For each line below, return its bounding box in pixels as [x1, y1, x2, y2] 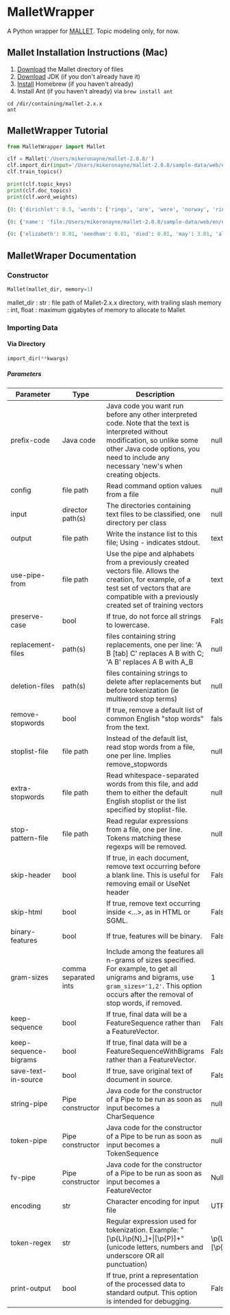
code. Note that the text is [105, 418, 190, 428]
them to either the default [105, 788, 188, 797]
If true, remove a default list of [105, 705, 203, 715]
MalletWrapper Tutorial [7, 125, 108, 137]
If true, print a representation [105, 1270, 199, 1280]
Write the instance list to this [105, 529, 198, 538]
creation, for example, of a [105, 575, 191, 584]
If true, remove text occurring [105, 898, 201, 908]
